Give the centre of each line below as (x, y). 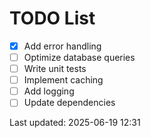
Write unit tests (55, 69)
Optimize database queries (79, 57)
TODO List (52, 18)
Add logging (49, 91)
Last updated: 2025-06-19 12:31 (75, 123)
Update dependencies (69, 103)
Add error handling (62, 46)
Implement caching (63, 80)
